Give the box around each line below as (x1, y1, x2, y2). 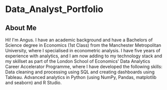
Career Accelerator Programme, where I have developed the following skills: (5, 64, 162, 69)
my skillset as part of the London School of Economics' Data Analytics (5, 58, 150, 64)
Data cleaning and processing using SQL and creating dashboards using (5, 69, 155, 75)
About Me (5, 24, 37, 32)
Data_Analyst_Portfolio (5, 4, 104, 15)
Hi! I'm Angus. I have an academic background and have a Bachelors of (5, 37, 153, 43)
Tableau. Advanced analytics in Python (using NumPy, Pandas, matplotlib (5, 74, 157, 80)
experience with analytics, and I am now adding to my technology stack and (5, 53, 162, 59)
